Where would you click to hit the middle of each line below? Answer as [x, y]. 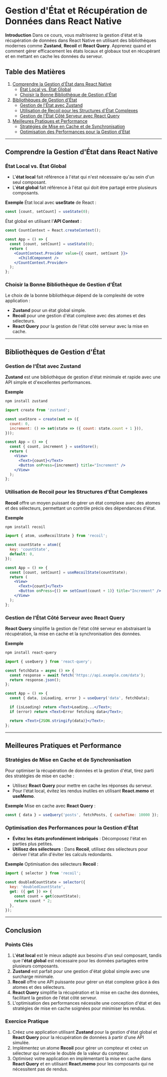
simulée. [21, 1043]
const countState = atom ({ [33, 545]
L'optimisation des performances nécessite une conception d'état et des [86, 1003]
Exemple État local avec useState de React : [51, 202]
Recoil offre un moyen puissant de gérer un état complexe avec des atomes [83, 503]
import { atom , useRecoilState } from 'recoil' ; [56, 536]
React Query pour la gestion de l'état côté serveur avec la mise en [81, 326]
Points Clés [19, 944]
